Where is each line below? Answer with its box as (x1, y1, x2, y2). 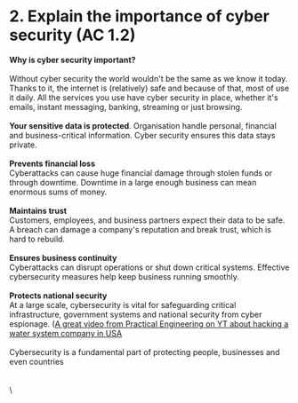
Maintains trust (9, 205, 68, 216)
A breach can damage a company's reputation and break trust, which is (9, 224, 271, 234)
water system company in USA (9, 328, 123, 338)
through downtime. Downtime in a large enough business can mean (9, 177, 257, 187)
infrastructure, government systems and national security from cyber (9, 309, 262, 320)
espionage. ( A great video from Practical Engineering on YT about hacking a (9, 318, 289, 329)
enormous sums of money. (9, 186, 108, 197)
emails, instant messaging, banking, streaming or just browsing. (9, 101, 243, 112)
